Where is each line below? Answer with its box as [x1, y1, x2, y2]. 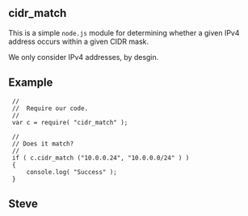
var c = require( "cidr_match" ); [11, 118, 128, 126]
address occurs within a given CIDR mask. [8, 36, 149, 46]
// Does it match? [11, 139, 74, 148]
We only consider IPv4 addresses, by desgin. [8, 52, 159, 61]
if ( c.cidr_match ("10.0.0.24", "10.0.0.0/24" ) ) [11, 154, 190, 162]
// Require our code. [11, 104, 89, 112]
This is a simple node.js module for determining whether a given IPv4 [8, 28, 240, 37]
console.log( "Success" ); [26, 167, 117, 176]
